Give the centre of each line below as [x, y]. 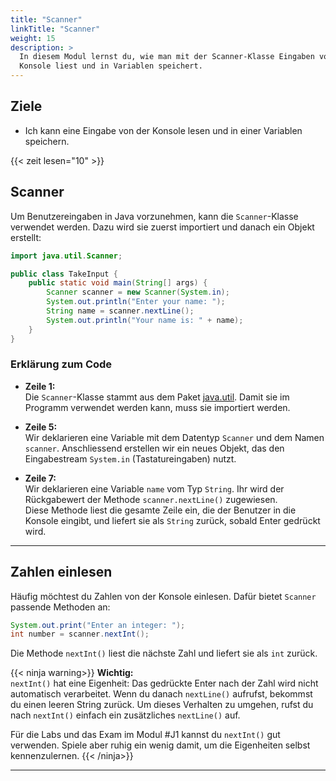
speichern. [47, 141]
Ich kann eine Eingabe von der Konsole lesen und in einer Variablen [163, 130]
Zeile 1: [40, 386]
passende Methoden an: [60, 607]
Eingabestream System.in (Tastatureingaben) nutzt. [130, 458]
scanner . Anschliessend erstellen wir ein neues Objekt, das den [154, 448]
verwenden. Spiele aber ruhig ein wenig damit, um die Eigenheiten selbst [160, 745]
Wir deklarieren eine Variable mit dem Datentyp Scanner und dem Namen [174, 437]
